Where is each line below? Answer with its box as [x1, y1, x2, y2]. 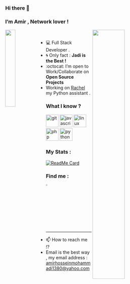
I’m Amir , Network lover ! [5, 18, 69, 25]
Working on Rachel [46, 85, 86, 91]
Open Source [46, 74, 74, 80]
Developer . [46, 47, 70, 53]
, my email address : [46, 254, 88, 260]
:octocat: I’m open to [46, 63, 89, 70]
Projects [46, 79, 64, 85]
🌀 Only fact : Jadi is [46, 52, 86, 59]
